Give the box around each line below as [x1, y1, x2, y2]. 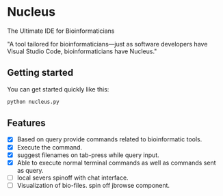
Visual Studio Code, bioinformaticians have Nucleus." [7, 47, 157, 55]
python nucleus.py [7, 98, 60, 105]
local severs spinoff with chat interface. [16, 173, 129, 182]
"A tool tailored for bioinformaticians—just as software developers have [7, 40, 208, 48]
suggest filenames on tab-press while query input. [16, 151, 159, 159]
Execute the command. [16, 143, 83, 151]
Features [7, 117, 46, 129]
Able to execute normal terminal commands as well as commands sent [16, 158, 217, 167]
